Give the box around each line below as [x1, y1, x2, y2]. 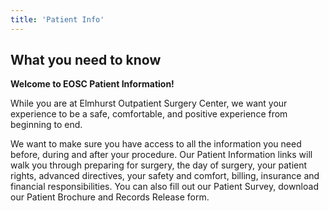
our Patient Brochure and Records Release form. [10, 191, 210, 203]
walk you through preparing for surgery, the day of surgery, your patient [10, 159, 308, 171]
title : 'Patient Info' [10, 14, 105, 25]
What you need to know [10, 52, 162, 69]
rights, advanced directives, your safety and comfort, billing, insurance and [10, 170, 320, 182]
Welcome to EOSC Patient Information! [10, 78, 175, 90]
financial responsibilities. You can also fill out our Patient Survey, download [10, 181, 319, 193]
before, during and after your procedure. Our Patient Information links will [10, 149, 313, 161]
